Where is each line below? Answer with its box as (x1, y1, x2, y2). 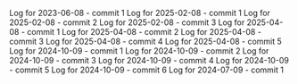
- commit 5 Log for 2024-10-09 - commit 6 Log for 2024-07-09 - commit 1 (9, 64, 284, 75)
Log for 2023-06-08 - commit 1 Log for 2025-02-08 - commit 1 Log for (9, 8, 270, 18)
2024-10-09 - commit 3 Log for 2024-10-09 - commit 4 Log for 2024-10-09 (9, 55, 290, 65)
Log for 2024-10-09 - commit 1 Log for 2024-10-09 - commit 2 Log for (9, 46, 269, 56)
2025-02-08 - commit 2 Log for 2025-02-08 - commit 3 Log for (9, 17, 245, 28)
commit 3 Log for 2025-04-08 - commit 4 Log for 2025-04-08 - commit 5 (9, 36, 283, 46)
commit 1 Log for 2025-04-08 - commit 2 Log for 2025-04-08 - (26, 27, 261, 37)
